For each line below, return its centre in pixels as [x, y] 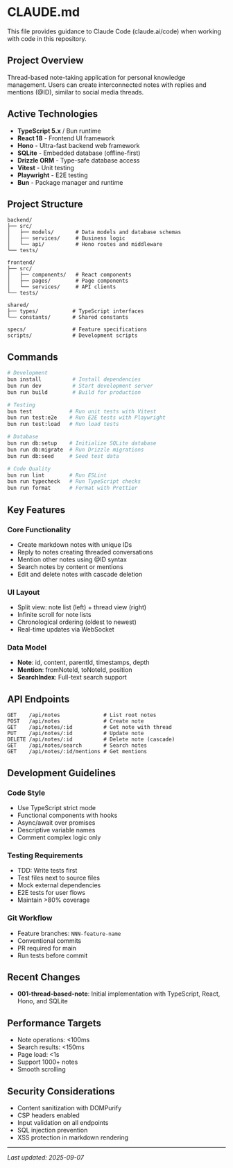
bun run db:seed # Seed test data [63, 456]
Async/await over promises [56, 822]
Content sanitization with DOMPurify [69, 1108]
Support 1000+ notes [48, 1062]
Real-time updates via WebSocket [66, 630]
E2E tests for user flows [51, 893]
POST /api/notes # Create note [76, 721]
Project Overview [45, 61]
